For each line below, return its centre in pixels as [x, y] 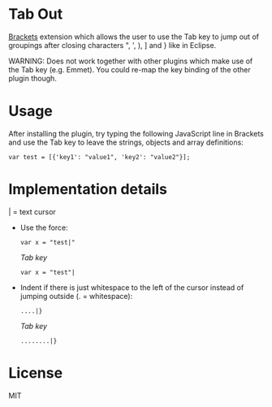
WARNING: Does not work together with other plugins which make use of [131, 61]
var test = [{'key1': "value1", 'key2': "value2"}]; [99, 157]
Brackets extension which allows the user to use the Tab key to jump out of [134, 37]
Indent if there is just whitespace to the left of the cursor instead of [132, 287]
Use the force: [44, 227]
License [36, 373]
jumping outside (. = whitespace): [76, 296]
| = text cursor [32, 211]
